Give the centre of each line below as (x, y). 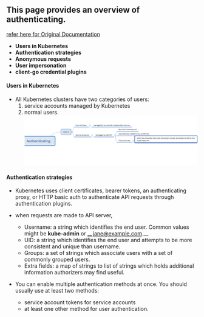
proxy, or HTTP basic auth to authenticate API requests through (94, 197)
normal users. (41, 113)
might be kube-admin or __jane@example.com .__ (86, 234)
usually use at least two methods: (57, 291)
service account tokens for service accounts (80, 302)
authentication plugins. (44, 204)
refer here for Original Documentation (53, 34)
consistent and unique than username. (72, 246)
